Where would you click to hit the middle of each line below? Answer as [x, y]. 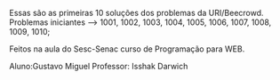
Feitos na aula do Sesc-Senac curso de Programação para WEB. [127, 49]
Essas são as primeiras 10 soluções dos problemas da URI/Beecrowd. [136, 13]
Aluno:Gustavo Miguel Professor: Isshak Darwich [99, 66]
